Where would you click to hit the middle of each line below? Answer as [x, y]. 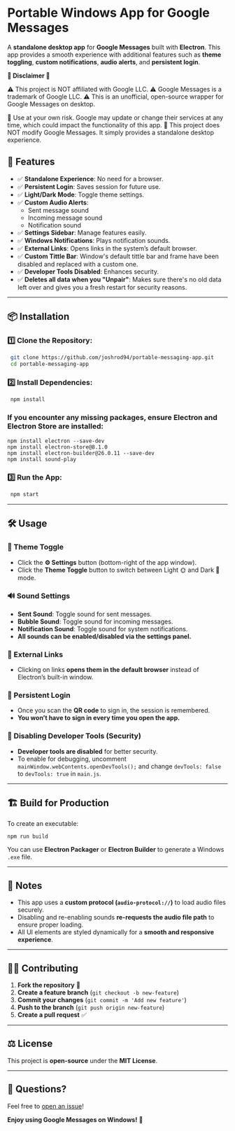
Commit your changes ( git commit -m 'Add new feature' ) [102, 1000]
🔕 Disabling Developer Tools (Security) [74, 736]
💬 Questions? [37, 1089]
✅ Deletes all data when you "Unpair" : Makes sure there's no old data [119, 279]
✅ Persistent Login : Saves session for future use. [89, 186]
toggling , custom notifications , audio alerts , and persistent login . [104, 62]
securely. [30, 910]
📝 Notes [25, 886]
